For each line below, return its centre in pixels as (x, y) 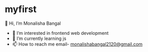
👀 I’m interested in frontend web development (60, 33)
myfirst (21, 9)
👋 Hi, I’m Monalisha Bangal (33, 23)
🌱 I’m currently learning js (39, 38)
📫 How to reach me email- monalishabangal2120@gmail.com (77, 44)
